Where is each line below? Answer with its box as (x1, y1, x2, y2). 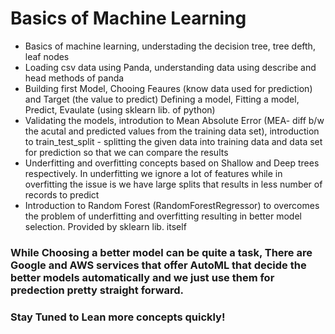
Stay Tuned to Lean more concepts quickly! (10, 310, 226, 324)
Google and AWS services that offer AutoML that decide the (10, 258, 307, 272)
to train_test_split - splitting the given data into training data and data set (24, 135, 323, 147)
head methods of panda (24, 72, 125, 84)
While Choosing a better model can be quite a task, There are (10, 245, 313, 259)
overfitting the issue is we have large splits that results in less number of (24, 178, 323, 190)
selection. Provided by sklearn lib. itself (24, 220, 187, 232)
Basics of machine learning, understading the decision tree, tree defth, (24, 40, 316, 52)
